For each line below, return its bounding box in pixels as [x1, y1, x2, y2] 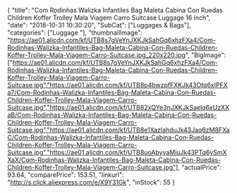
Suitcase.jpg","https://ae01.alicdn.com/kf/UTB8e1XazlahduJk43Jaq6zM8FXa [7, 126, 230, 134]
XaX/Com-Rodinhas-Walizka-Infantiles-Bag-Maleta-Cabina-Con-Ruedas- [7, 156, 221, 164]
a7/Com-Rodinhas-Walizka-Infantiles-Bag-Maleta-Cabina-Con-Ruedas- [7, 88, 217, 96]
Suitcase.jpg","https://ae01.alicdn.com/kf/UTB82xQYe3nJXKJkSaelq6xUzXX [7, 104, 230, 111]
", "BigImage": [185, 51, 226, 59]
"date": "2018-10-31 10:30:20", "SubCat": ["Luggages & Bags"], [7, 21, 192, 29]
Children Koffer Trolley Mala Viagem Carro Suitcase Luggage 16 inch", [7, 13, 211, 22]
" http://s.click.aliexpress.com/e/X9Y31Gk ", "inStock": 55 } [7, 178, 175, 186]
